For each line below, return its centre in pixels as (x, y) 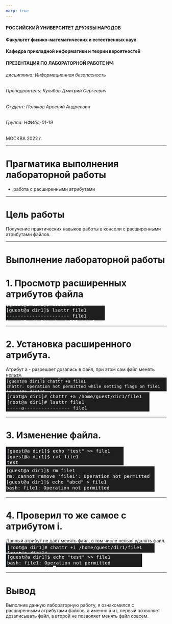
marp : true (17, 11)
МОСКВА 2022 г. (24, 139)
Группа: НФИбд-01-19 (29, 123)
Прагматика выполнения (62, 164)
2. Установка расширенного (69, 344)
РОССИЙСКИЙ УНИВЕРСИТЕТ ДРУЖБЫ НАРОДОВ (64, 28)
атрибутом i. (34, 526)
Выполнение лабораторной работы (85, 260)
